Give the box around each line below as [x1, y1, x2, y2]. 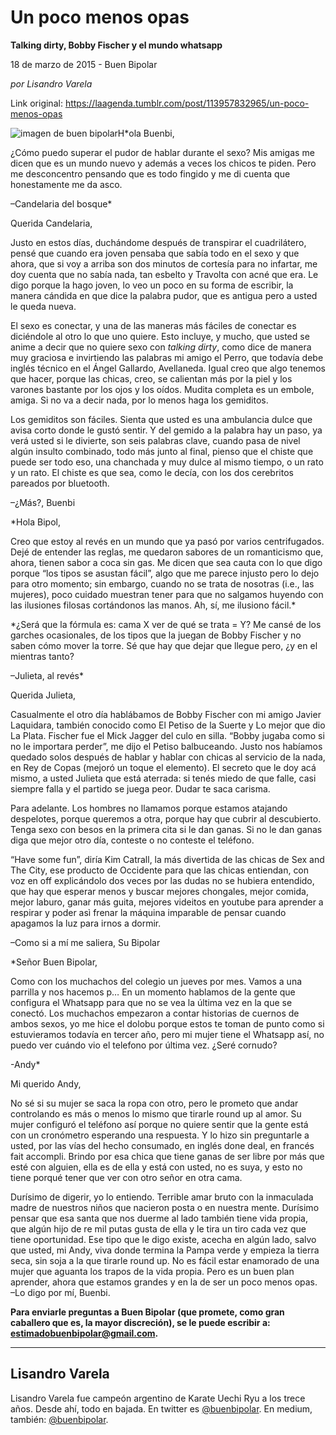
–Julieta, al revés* [10, 669, 84, 681]
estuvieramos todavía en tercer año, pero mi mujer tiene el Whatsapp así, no [10, 1028, 325, 1040]
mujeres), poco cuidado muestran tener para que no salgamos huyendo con [10, 588, 324, 600]
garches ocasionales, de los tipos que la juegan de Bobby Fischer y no [10, 629, 302, 641]
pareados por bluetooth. [10, 477, 110, 489]
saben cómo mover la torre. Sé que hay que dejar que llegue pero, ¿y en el [10, 639, 318, 651]
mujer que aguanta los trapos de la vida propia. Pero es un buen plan [10, 1265, 295, 1277]
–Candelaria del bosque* [10, 197, 113, 210]
